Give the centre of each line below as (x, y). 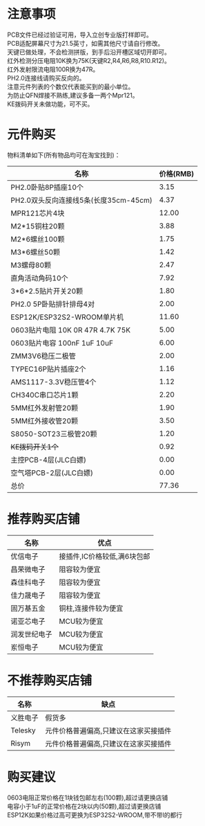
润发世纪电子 (32, 634)
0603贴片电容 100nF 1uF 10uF (62, 343)
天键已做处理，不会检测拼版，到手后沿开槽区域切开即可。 (89, 52)
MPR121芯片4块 (38, 213)
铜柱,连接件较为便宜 (91, 608)
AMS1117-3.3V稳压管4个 (53, 381)
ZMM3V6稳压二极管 (43, 356)
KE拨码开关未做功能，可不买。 (50, 104)
